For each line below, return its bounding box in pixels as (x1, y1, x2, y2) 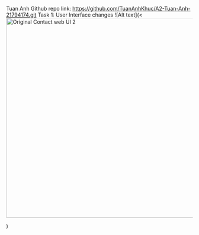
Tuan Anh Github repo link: (6, 5, 71, 12)
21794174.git (6, 11, 37, 18)
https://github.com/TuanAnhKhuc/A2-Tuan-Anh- (72, 5, 191, 12)
